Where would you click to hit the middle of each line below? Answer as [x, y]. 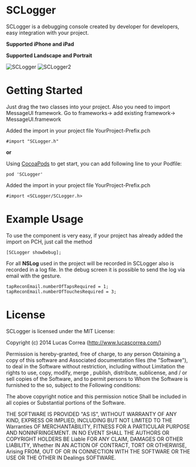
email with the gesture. [34, 276]
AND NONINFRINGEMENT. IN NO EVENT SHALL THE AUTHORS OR [88, 432]
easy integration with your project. [48, 32]
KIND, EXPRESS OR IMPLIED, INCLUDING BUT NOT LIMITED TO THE [89, 420]
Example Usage [45, 219]
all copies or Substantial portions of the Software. [66, 402]
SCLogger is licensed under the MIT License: [61, 331]
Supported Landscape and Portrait [49, 55]
